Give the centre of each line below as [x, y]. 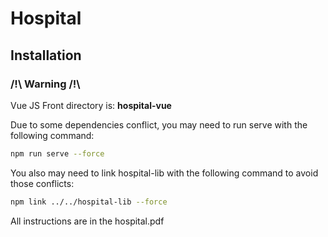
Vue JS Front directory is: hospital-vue [91, 105]
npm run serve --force [57, 153]
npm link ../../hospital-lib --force [89, 202]
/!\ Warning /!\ [45, 84]
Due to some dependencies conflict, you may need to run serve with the [159, 124]
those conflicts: [42, 183]
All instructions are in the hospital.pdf [87, 221]
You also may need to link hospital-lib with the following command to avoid [164, 173]
